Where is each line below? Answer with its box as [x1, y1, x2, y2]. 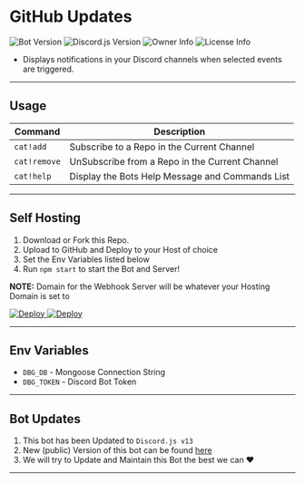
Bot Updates [9, 411, 82, 427]
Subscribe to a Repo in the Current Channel [69, 140, 255, 153]
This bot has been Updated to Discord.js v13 [22, 435, 193, 446]
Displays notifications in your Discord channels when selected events [22, 53, 283, 64]
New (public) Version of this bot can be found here [22, 445, 212, 456]
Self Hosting [9, 210, 82, 226]
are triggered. [22, 63, 74, 74]
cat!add [14, 141, 47, 151]
